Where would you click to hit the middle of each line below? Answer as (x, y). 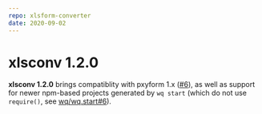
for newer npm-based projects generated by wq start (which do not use (127, 93)
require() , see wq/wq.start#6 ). (60, 101)
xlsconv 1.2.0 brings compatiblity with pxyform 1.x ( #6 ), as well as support (131, 85)
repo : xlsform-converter (50, 16)
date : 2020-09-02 (37, 23)
